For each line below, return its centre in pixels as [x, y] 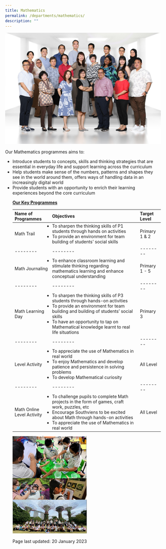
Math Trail [25, 234]
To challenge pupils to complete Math [90, 396]
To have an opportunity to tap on [85, 322]
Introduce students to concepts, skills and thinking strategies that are [83, 162]
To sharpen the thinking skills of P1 [88, 226]
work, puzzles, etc [71, 407]
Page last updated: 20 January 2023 [50, 541]
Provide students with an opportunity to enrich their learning [74, 188]
